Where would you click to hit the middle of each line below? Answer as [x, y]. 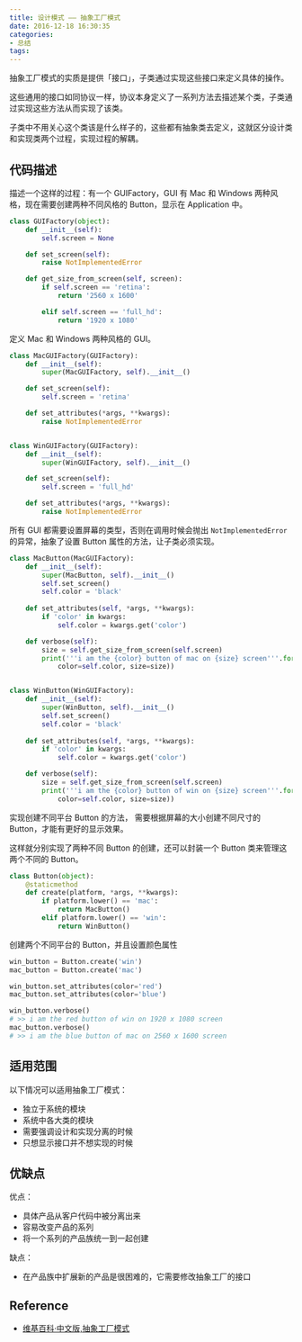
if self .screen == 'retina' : [96, 288]
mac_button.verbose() [50, 1028]
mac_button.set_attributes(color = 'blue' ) [88, 995]
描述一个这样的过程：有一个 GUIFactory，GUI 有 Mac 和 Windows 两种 [140, 193]
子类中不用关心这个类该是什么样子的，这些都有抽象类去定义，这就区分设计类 [151, 128]
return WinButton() [93, 926]
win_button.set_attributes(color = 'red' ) [86, 986]
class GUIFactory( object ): [60, 221]
